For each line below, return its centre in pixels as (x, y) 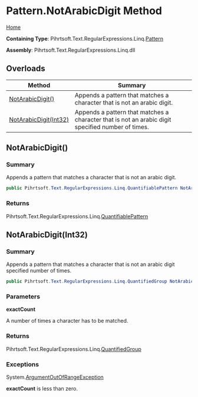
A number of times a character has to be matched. (67, 321)
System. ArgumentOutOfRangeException (55, 377)
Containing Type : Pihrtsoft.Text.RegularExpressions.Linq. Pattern (85, 38)
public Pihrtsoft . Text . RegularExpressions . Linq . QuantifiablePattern (92, 188)
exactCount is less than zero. (42, 389)
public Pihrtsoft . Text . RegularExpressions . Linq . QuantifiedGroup (87, 281)
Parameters (23, 297)
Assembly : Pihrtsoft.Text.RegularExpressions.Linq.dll (71, 50)
